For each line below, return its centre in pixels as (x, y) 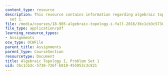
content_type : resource (30, 10)
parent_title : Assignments (33, 47)
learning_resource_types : (32, 33)
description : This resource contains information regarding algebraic (80, 14)
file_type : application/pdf (34, 28)
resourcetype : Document (30, 56)
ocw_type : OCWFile (24, 42)
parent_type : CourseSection (34, 51)
